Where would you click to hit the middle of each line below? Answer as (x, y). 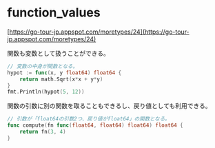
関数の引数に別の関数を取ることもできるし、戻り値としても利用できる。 (109, 106)
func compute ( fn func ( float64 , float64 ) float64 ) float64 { (95, 125)
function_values (54, 13)
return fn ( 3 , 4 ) (43, 132)
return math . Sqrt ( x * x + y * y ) (61, 79)
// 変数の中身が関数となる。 (42, 66)
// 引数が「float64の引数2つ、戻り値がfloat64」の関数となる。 (89, 119)
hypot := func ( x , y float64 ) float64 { (64, 73)
